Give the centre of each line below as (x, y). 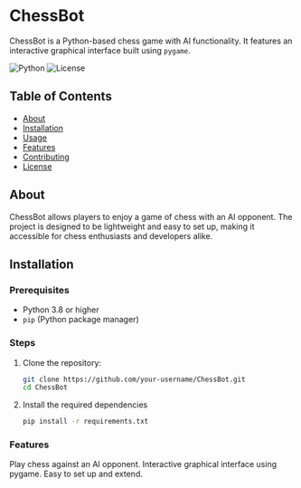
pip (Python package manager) (80, 320)
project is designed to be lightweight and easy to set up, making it (132, 226)
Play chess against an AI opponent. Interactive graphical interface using (143, 464)
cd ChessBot (45, 388)
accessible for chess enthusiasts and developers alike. (111, 235)
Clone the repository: (62, 362)
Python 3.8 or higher (61, 310)
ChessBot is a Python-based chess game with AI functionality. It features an (151, 41)
